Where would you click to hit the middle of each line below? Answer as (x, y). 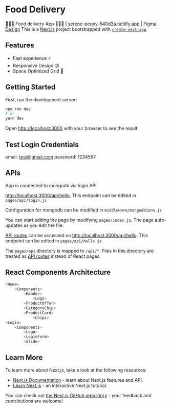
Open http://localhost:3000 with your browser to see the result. (72, 128)
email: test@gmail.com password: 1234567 (51, 157)
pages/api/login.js (26, 200)
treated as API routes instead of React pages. (53, 256)
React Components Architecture (58, 272)
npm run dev (18, 109)
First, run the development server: (41, 99)
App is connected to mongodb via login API (51, 185)
